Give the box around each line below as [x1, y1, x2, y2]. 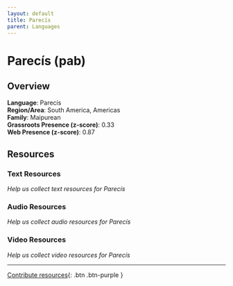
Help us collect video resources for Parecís [7, 251, 130, 259]
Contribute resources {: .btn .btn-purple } [7, 271, 123, 279]
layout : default [7, 10, 54, 17]
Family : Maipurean [7, 114, 61, 122]
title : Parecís [7, 17, 51, 24]
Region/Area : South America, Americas [7, 106, 121, 114]
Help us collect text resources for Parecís [7, 185, 126, 193]
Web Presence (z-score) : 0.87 [7, 128, 95, 136]
